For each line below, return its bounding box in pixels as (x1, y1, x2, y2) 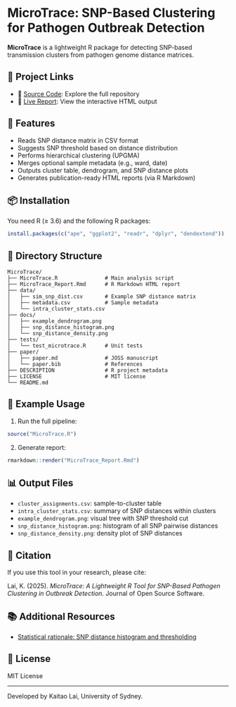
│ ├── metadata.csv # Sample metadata (7, 299, 159, 306)
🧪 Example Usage (7, 398, 86, 410)
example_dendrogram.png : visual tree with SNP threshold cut (17, 514, 189, 523)
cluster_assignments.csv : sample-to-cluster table (17, 499, 162, 507)
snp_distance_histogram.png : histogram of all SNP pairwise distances (17, 521, 218, 530)
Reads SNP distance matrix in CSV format (17, 136, 139, 145)
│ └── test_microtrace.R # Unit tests (7, 342, 143, 349)
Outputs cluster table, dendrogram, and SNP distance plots (17, 166, 188, 174)
